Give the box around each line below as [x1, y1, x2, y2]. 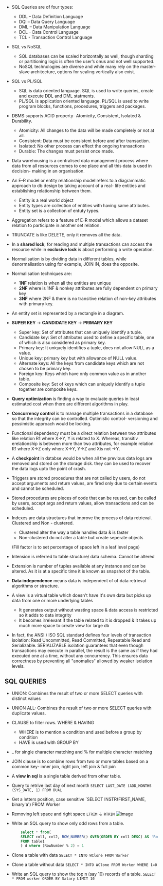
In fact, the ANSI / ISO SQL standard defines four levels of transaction [11, 632, 151, 638]
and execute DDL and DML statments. [18, 93, 95, 99]
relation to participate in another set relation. [11, 222, 101, 228]
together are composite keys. [18, 386, 78, 392]
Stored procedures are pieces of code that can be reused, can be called [11, 495, 157, 501]
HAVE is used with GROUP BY [18, 739, 79, 745]
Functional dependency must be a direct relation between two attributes [11, 430, 157, 436]
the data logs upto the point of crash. [11, 466, 86, 471]
